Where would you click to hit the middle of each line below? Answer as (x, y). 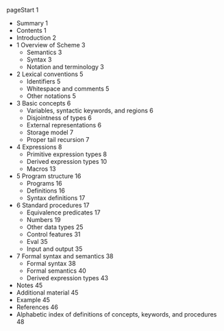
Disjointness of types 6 (59, 118)
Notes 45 (29, 285)
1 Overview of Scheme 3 (51, 45)
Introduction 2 (36, 38)
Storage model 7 (50, 132)
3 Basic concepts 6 (43, 103)
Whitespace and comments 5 (68, 89)
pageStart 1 (23, 10)
